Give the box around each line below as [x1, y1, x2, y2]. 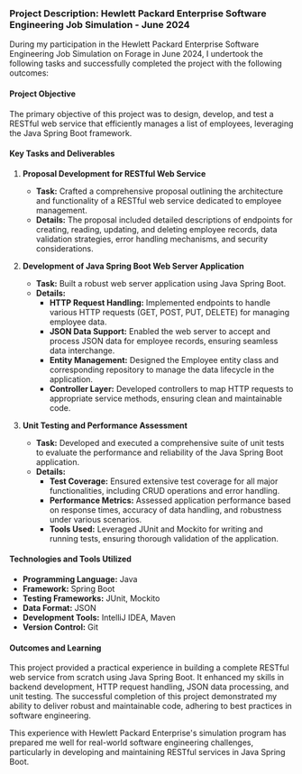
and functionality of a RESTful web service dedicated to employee [35, 195, 282, 205]
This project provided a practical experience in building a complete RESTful [9, 662, 290, 673]
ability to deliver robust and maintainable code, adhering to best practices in [9, 701, 293, 712]
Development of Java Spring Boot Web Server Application [22, 260, 245, 271]
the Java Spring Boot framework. [9, 127, 133, 138]
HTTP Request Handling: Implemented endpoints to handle [49, 296, 271, 308]
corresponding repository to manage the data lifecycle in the [49, 364, 275, 375]
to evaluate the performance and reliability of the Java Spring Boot [35, 447, 284, 458]
